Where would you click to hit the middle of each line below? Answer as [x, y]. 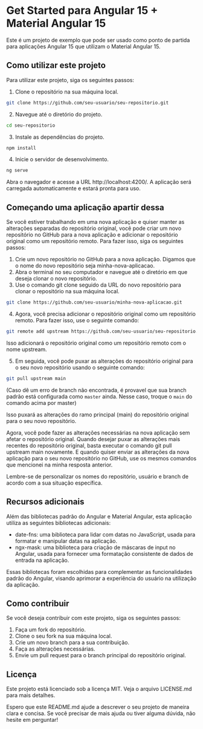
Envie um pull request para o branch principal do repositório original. [100, 655]
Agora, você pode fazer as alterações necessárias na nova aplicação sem [98, 433]
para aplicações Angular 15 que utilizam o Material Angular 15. [84, 46]
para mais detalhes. [31, 695]
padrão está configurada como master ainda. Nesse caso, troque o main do [99, 396]
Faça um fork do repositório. [50, 630]
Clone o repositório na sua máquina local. [67, 92]
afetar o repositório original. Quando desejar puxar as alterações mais [93, 439]
